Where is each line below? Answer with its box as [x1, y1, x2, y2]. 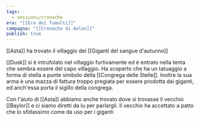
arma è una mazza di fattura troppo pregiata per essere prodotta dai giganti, [6, 78, 194, 85]
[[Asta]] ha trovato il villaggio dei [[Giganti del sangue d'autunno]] [6, 47, 168, 54]
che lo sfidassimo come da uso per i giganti [6, 108, 114, 116]
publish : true [6, 31, 42, 37]
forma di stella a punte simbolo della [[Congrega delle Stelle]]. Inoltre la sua [6, 72, 192, 79]
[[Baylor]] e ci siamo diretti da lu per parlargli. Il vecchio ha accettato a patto [6, 102, 194, 109]
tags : [6, 8, 20, 15]
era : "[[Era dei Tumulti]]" [6, 20, 77, 26]
